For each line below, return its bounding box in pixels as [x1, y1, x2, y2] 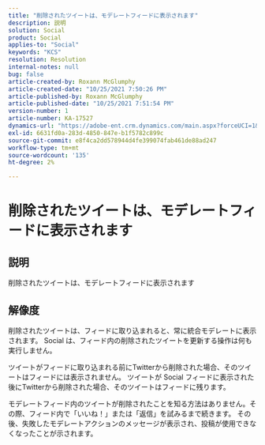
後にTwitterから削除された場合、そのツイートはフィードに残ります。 [8, 382, 230, 391]
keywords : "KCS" [8, 48, 62, 56]
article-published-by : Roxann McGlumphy [8, 92, 144, 100]
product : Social [8, 33, 62, 42]
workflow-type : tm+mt [8, 144, 80, 152]
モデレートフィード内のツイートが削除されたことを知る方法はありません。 [8, 398, 250, 408]
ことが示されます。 [35, 428, 98, 438]
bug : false [8, 70, 44, 78]
